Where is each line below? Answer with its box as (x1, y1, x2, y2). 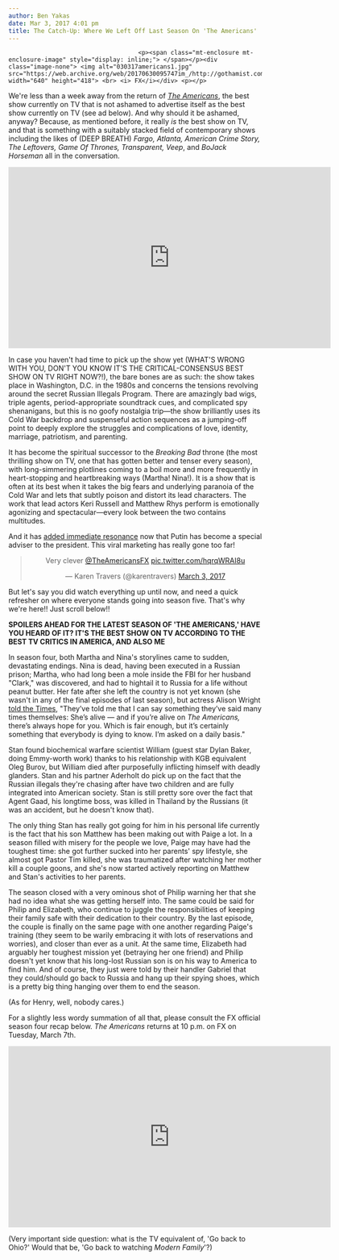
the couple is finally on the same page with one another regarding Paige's (8, 922, 254, 931)
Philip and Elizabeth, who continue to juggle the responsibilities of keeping (8, 905, 255, 914)
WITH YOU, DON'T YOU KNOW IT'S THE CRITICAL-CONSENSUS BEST (8, 363, 244, 373)
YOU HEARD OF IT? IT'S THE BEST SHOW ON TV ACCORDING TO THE (8, 628, 246, 638)
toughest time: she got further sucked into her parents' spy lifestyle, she (8, 847, 248, 856)
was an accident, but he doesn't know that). (8, 805, 155, 814)
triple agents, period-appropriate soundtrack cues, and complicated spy (8, 398, 248, 408)
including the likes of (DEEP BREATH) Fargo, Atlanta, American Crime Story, (8, 134, 260, 143)
